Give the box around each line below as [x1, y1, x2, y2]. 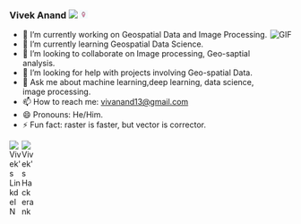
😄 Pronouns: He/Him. [21, 109, 103, 120]
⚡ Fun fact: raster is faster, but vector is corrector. [21, 119, 206, 130]
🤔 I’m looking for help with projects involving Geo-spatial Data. [21, 67, 254, 78]
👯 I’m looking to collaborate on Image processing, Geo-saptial [21, 48, 251, 59]
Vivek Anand [9, 9, 67, 22]
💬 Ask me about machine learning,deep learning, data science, [21, 77, 254, 88]
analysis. [21, 58, 56, 69]
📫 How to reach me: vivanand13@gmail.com [21, 97, 189, 108]
